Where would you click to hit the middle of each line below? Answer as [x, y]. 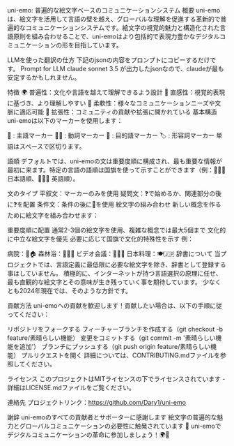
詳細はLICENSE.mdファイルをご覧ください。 [71, 387]
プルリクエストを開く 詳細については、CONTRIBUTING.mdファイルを [120, 355]
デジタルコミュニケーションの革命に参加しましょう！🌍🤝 [88, 434]
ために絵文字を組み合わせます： [53, 215]
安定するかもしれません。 [44, 77]
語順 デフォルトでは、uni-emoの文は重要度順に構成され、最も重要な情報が [115, 161]
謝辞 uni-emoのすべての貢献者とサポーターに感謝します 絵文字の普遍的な [112, 417]
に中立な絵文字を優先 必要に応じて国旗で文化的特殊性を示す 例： [100, 239]
